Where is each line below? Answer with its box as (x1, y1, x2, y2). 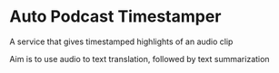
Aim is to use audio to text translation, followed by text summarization (9, 53, 270, 64)
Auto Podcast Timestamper (9, 6, 222, 27)
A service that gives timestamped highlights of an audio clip (9, 36, 234, 47)
